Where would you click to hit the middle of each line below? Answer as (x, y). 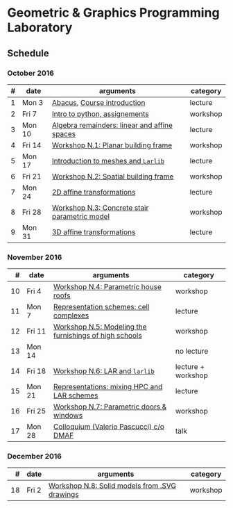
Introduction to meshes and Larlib (108, 161)
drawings (63, 495)
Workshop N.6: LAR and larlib (104, 371)
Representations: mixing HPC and (108, 387)
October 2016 (31, 73)
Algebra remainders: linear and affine (112, 125)
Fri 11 (36, 331)
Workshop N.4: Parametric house (107, 287)
